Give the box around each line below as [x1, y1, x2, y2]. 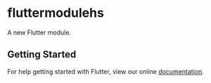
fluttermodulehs [7, 5, 104, 21]
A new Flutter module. [7, 28, 72, 37]
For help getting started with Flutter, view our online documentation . [7, 67, 204, 75]
